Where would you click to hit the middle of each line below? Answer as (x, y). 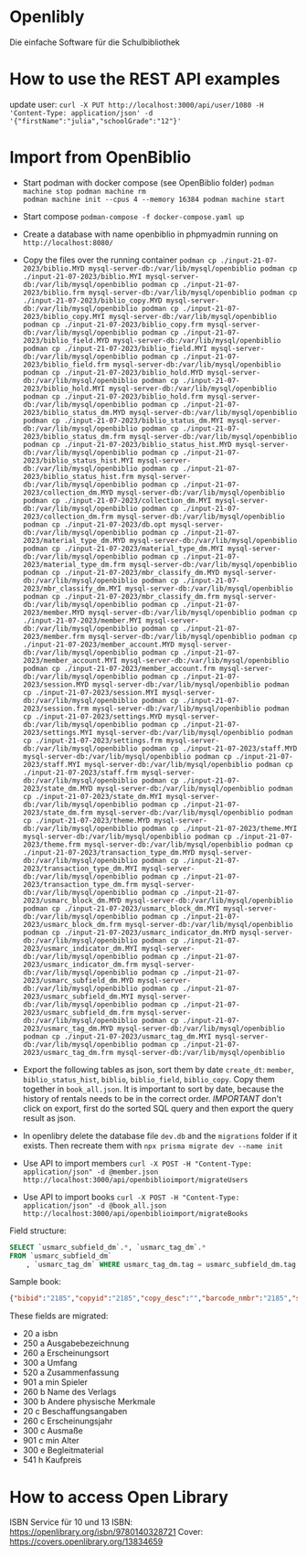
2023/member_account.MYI (70, 660)
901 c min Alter (51, 1441)
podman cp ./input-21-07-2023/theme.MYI (219, 828)
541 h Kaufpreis (52, 1460)
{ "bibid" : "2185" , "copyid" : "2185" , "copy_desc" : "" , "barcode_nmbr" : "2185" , (151, 1299)
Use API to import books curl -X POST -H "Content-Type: (131, 1197)
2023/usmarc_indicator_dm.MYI (80, 948)
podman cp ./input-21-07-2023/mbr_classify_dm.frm (121, 596)
